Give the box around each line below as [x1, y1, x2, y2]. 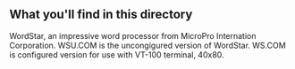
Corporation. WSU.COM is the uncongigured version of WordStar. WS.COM [9, 40, 286, 50]
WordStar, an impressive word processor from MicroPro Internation [9, 30, 257, 41]
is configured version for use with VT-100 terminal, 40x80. [9, 49, 225, 60]
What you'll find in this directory [9, 7, 193, 22]
